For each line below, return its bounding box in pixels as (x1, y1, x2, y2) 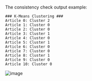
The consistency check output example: (5, 4, 88, 10)
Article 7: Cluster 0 (5, 49, 50, 54)
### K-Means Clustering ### (5, 14, 64, 19)
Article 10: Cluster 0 (5, 62, 52, 67)
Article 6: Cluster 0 (5, 44, 50, 49)
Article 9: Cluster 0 (5, 57, 50, 62)
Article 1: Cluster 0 (5, 22, 50, 27)
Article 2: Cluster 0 (5, 27, 50, 32)
